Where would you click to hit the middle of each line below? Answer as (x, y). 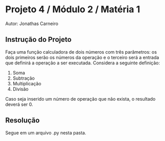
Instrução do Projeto (38, 40)
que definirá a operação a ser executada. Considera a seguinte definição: (82, 63)
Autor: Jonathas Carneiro (32, 24)
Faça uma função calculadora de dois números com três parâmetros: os (81, 52)
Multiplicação (27, 83)
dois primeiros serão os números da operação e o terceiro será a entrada (82, 57)
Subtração (23, 78)
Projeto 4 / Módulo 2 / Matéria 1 (73, 9)
